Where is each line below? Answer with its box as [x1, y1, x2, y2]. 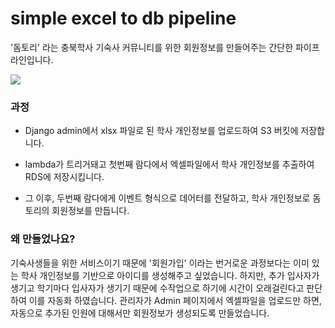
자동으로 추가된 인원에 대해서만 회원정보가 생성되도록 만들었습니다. [10, 307, 270, 319]
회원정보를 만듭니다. [51, 205, 130, 217]
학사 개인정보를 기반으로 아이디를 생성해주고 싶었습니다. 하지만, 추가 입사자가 [20, 269, 320, 281]
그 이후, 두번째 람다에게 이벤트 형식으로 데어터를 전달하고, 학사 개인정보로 [24, 192, 311, 204]
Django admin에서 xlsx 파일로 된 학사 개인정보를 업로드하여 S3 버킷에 [24, 125, 299, 137]
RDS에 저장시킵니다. [24, 171, 105, 183]
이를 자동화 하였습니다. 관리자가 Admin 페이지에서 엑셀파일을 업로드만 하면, [28, 294, 322, 306]
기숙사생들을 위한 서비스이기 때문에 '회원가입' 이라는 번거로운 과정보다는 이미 [10, 257, 310, 269]
